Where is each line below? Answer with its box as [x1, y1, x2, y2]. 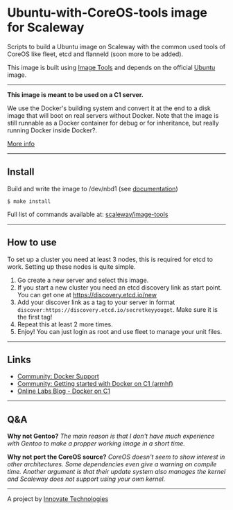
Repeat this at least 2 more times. [17, 320, 113, 328]
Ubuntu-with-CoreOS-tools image [7, 5, 208, 21]
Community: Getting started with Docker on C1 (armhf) [17, 380, 173, 388]
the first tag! [17, 313, 53, 321]
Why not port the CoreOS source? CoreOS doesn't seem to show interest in [7, 452, 225, 461]
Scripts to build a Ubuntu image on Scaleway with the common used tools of [7, 42, 226, 51]
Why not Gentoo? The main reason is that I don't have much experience [7, 432, 215, 441]
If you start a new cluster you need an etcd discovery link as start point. [17, 283, 223, 292]
